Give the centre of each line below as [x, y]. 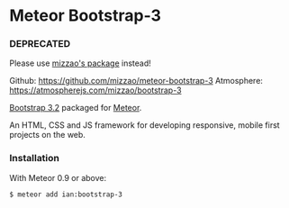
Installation [35, 158]
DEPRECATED [40, 44]
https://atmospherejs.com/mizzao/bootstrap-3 [95, 90]
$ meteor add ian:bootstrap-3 [66, 194]
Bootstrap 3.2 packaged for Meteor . [76, 108]
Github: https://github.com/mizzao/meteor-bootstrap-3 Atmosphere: [136, 81]
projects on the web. [47, 135]
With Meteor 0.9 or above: [58, 177]
